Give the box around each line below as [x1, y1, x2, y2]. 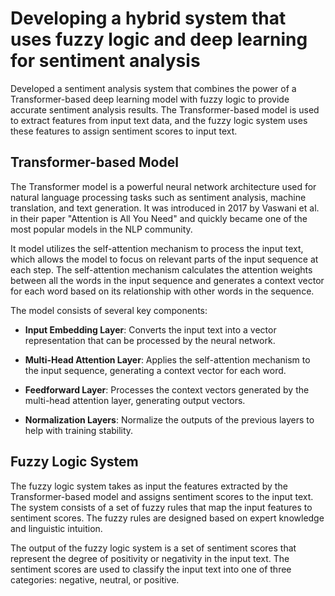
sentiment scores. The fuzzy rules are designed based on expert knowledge [10, 512, 325, 524]
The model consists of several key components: [10, 304, 208, 316]
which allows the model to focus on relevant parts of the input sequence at [10, 253, 319, 265]
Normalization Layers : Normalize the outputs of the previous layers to [24, 413, 315, 426]
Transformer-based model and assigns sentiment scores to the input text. [10, 490, 314, 502]
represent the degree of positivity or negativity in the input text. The [10, 552, 290, 564]
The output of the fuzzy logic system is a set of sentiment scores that [10, 542, 297, 554]
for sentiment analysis [10, 50, 201, 72]
